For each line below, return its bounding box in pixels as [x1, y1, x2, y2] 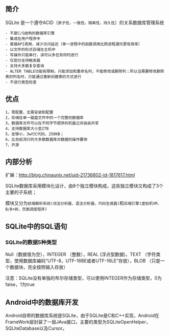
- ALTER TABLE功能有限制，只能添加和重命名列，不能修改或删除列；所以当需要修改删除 [5, 69, 164, 74]
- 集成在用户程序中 [5, 36, 41, 41]
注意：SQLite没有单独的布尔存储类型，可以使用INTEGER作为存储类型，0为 [5, 275, 162, 281]
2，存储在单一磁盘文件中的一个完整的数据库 [5, 115, 84, 120]
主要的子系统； [5, 189, 37, 196]
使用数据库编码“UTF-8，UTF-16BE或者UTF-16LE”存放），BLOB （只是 [14, 258, 161, 264]
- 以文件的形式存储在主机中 [5, 47, 56, 52]
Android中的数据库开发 [5, 298, 79, 306]
